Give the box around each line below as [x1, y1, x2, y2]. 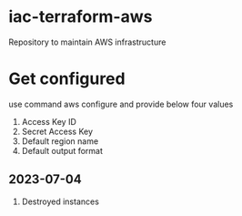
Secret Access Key [21, 126, 93, 137]
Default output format [21, 145, 104, 156]
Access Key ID [21, 116, 76, 127]
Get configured [8, 68, 126, 89]
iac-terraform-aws [8, 6, 153, 27]
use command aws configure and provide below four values [8, 98, 234, 109]
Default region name [21, 135, 99, 147]
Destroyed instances [21, 196, 99, 207]
